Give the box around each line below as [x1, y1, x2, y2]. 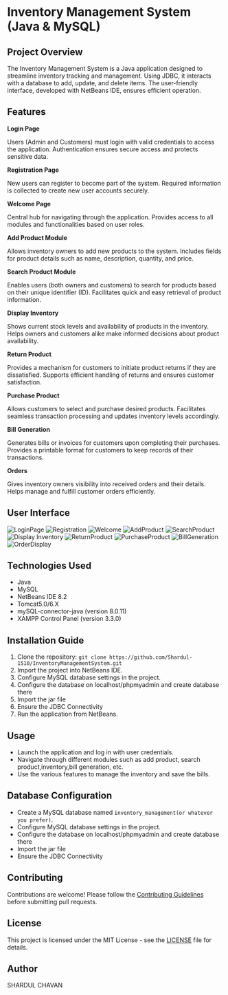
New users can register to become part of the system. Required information [7, 179, 221, 187]
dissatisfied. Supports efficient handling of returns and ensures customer [7, 371, 214, 379]
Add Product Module [7, 233, 67, 241]
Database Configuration [7, 790, 113, 802]
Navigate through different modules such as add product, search [16, 756, 201, 764]
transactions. [7, 453, 45, 461]
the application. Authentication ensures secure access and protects [7, 145, 198, 153]
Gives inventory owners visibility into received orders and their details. [7, 479, 206, 488]
